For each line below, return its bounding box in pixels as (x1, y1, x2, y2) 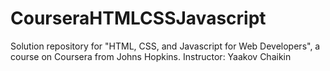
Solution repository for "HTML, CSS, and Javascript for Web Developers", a (10, 40, 321, 52)
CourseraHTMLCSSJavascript (10, 7, 267, 30)
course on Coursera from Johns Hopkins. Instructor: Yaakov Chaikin (10, 50, 292, 62)
